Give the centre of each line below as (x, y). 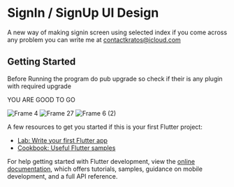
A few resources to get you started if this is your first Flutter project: (105, 127)
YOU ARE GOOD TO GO (41, 99)
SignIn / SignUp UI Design (83, 13)
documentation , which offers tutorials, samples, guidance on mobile (105, 169)
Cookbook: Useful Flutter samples (66, 148)
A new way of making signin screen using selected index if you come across (117, 32)
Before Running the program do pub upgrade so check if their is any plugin (115, 78)
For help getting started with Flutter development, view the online (101, 161)
